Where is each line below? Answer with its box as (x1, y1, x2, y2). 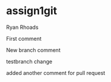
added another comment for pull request (6, 69, 106, 76)
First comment (6, 35, 42, 42)
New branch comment (6, 46, 61, 54)
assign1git (6, 4, 58, 18)
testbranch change (6, 58, 52, 65)
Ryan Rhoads (6, 24, 39, 31)
